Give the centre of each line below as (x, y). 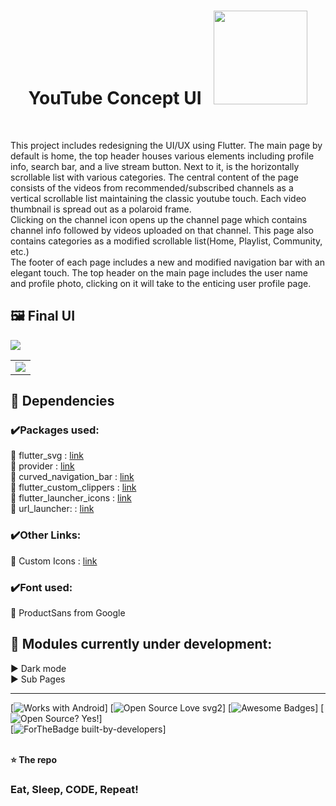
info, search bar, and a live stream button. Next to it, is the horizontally (155, 166)
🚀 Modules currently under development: (141, 644)
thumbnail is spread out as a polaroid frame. (101, 209)
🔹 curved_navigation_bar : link (72, 477)
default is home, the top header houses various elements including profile (162, 156)
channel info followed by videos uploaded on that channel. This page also (162, 230)
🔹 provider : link (42, 466)
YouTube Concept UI (115, 98)
